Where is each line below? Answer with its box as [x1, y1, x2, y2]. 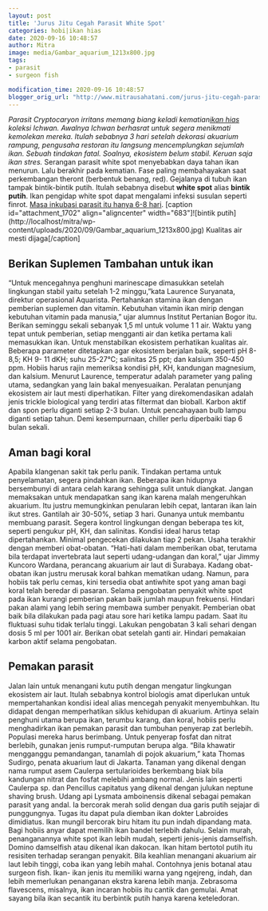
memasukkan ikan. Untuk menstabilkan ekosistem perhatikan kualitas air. [8, 337, 249, 348]
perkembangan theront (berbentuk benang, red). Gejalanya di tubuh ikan [8, 174, 247, 184]
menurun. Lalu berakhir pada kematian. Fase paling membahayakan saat [8, 165, 246, 176]
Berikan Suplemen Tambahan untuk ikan [8, 257, 214, 270]
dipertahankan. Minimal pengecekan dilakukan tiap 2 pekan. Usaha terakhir [8, 535, 257, 544]
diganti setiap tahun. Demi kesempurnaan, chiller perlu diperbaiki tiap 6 [8, 414, 243, 424]
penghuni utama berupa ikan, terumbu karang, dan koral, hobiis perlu [8, 714, 236, 724]
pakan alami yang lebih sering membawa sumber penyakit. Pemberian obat [8, 603, 256, 612]
